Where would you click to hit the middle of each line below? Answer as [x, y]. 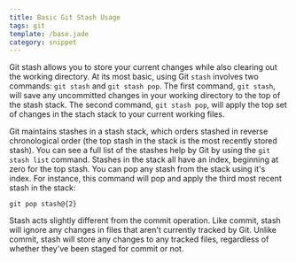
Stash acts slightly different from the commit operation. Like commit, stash [145, 220]
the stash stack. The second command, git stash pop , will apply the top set [148, 105]
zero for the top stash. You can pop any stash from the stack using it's [137, 169]
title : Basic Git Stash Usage [65, 17]
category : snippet [43, 42]
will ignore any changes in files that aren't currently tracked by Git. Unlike [143, 230]
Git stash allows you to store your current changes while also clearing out [143, 67]
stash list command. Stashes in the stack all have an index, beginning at [144, 159]
